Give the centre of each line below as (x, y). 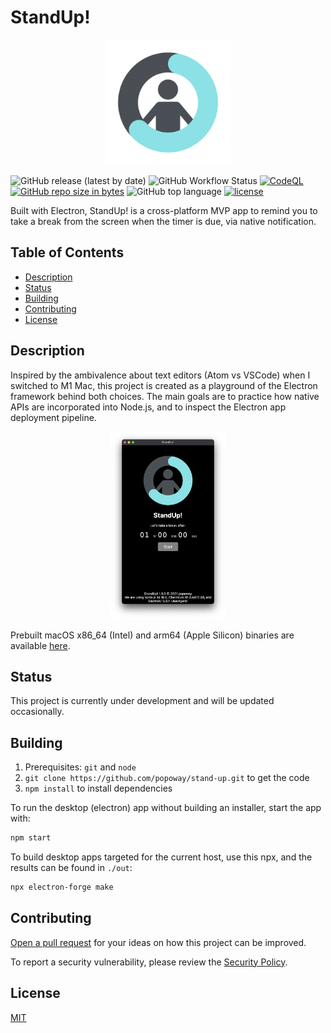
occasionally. (37, 712)
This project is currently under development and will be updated (142, 701)
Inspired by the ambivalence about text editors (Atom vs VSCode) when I (160, 375)
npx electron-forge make (62, 887)
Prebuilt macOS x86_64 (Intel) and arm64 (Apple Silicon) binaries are (152, 635)
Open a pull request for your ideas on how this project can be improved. (158, 942)
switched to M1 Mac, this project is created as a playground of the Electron (164, 385)
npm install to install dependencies (98, 788)
